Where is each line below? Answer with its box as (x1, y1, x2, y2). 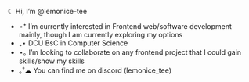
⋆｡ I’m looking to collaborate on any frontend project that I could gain (18, 48, 242, 57)
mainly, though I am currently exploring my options (18, 30, 183, 39)
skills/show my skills (18, 56, 85, 66)
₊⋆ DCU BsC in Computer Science (18, 38, 128, 48)
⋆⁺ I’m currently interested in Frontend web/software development (18, 22, 232, 30)
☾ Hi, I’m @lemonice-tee (7, 7, 88, 16)
